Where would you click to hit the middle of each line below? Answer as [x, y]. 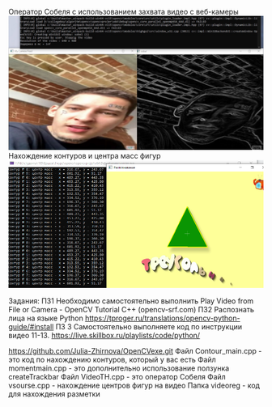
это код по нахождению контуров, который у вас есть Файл [112, 360]
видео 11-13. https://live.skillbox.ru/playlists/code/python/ [104, 336]
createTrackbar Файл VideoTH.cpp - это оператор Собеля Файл [117, 377]
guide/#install [31, 327]
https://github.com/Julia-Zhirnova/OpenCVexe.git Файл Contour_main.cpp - [135, 351]
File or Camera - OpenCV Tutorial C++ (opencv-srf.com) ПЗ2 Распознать [132, 310]
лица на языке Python [46, 318]
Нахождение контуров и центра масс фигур [85, 155]
